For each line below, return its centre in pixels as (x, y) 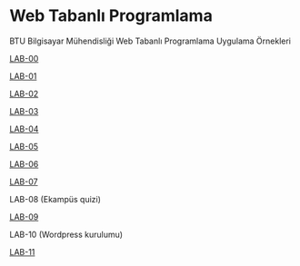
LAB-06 (24, 163)
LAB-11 (22, 251)
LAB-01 (23, 76)
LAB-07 (24, 182)
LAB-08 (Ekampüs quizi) (55, 199)
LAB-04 (24, 129)
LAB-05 (24, 146)
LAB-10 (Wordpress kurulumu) (66, 234)
